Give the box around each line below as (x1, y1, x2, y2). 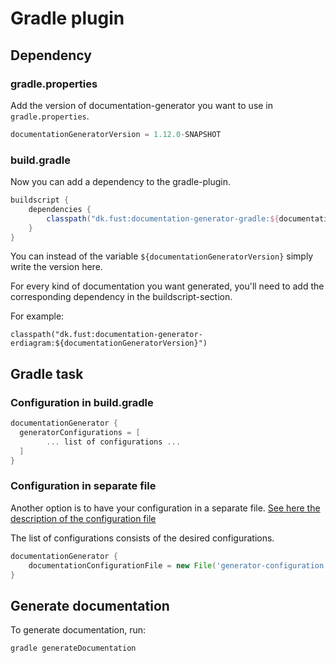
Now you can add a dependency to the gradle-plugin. (10, 176, 232, 188)
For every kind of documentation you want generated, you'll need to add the (10, 280, 325, 292)
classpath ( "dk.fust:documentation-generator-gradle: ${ (46, 213, 280, 224)
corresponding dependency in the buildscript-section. (10, 291, 233, 303)
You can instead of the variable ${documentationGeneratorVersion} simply (10, 250, 314, 262)
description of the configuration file (10, 512, 157, 524)
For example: (10, 310, 65, 322)
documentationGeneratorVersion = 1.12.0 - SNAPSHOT (10, 129, 222, 139)
